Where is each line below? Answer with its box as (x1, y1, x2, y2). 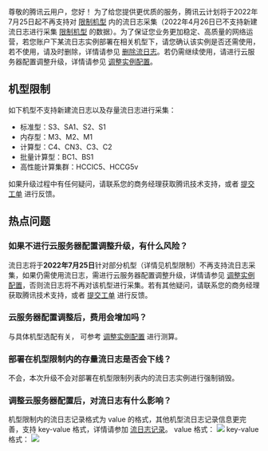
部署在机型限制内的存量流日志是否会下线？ (8, 354, 172, 365)
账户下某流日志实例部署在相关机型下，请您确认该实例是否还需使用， (35, 37, 260, 46)
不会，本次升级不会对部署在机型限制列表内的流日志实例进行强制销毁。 (8, 374, 239, 383)
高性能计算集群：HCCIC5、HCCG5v (19, 162, 139, 172)
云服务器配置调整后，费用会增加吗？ (8, 312, 148, 323)
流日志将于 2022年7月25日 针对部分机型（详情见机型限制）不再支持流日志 (8, 260, 249, 270)
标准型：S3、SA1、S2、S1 (19, 122, 106, 132)
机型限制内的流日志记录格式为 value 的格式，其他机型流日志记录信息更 (8, 414, 240, 425)
